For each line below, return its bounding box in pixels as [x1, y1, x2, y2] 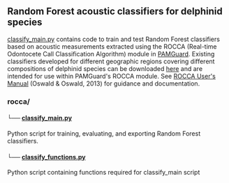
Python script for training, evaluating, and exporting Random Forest [7, 129, 201, 138]
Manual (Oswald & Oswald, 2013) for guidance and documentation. [7, 79, 200, 88]
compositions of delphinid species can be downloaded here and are [7, 64, 203, 72]
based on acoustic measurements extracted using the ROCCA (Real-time [7, 42, 218, 51]
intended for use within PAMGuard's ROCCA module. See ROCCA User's [7, 72, 216, 80]
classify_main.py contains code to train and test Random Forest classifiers [7, 35, 220, 43]
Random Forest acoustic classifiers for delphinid [7, 6, 223, 17]
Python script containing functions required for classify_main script [7, 168, 200, 177]
